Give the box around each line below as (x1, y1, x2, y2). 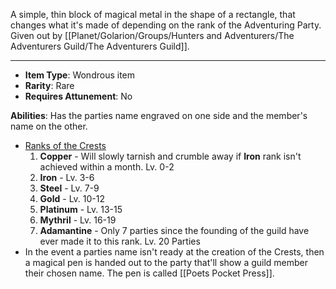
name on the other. (10, 120, 88, 132)
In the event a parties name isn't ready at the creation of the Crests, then (24, 246, 325, 258)
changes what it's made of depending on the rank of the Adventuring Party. (10, 19, 322, 31)
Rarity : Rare (24, 80, 75, 91)
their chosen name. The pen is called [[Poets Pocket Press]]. (24, 267, 275, 279)
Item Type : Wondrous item (24, 69, 136, 81)
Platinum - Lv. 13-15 (39, 204, 123, 215)
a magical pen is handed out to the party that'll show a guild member (24, 257, 309, 268)
